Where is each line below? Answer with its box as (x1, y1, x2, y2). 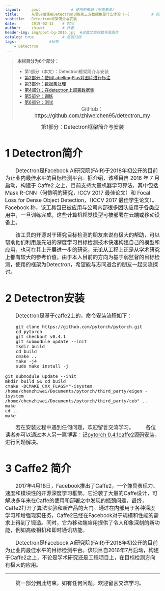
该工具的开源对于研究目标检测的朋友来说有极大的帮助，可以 (15, 231, 160, 238)
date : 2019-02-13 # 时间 (5, 21, 75, 26)
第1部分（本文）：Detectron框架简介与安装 (24, 68, 109, 74)
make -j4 (15, 359, 37, 364)
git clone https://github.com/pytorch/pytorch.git (15, 324, 142, 330)
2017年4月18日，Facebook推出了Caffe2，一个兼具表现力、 (15, 483, 159, 490)
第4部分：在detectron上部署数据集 (24, 87, 95, 93)
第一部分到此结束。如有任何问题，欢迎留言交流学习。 (15, 580, 145, 587)
